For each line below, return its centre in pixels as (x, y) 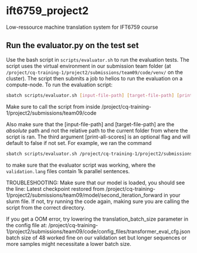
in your (172, 195)
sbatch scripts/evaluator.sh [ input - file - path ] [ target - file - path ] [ (93, 95)
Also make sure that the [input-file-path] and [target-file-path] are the (90, 124)
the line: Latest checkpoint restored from (55, 188)
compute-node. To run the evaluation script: (59, 85)
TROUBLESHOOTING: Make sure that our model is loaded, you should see (96, 183)
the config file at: (27, 225)
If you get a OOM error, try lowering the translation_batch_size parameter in (97, 219)
